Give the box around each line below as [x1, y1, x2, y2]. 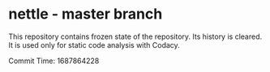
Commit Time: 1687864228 [8, 56, 100, 66]
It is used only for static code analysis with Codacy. [8, 40, 180, 49]
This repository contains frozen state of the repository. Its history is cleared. [8, 32, 262, 41]
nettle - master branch [8, 5, 163, 23]
